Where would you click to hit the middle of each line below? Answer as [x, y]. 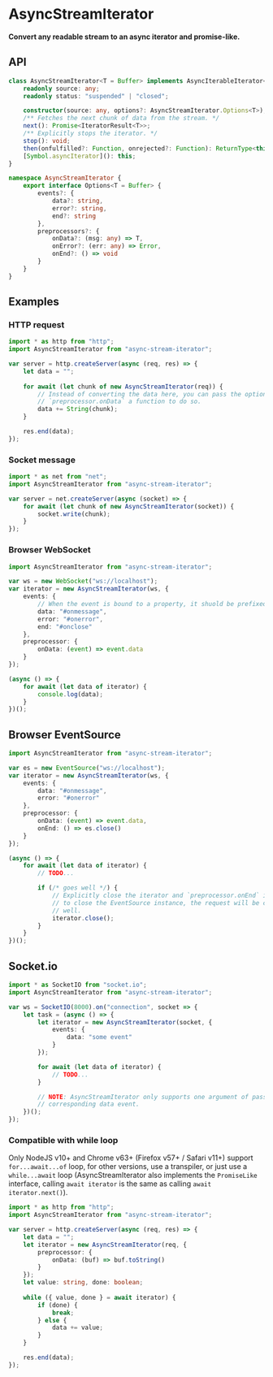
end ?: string [74, 216]
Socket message [42, 460]
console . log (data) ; [71, 694]
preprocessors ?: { [69, 231]
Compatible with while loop [63, 1140]
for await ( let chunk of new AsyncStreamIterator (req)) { [123, 387]
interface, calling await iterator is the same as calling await [110, 1184]
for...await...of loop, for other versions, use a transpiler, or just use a [128, 1167]
